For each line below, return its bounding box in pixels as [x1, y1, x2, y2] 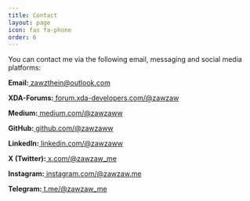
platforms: [8, 63, 42, 73]
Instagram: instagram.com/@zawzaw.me [8, 169, 143, 178]
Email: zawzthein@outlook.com [8, 78, 111, 88]
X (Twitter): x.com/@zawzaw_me [8, 154, 118, 163]
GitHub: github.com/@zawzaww [8, 124, 114, 133]
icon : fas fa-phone [8, 26, 72, 34]
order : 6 [8, 33, 37, 41]
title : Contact [8, 11, 58, 20]
